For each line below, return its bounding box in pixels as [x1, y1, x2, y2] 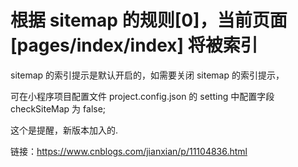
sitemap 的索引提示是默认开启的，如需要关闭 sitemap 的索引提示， [10, 69, 285, 81]
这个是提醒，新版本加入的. [10, 124, 119, 136]
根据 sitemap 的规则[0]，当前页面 [10, 9, 288, 32]
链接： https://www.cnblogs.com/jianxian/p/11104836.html [10, 145, 248, 157]
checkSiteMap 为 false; [10, 102, 107, 115]
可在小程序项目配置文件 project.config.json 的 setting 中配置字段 [10, 90, 275, 102]
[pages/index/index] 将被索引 [10, 34, 258, 57]
